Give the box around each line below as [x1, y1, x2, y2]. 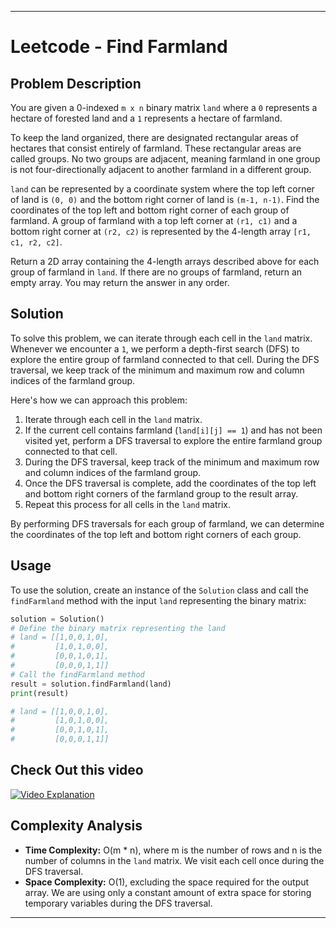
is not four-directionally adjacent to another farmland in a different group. [10, 164, 312, 175]
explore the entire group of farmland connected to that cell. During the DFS [10, 353, 320, 365]
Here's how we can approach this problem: [10, 394, 188, 406]
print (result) [10, 688, 70, 698]
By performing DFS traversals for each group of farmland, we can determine [10, 517, 325, 530]
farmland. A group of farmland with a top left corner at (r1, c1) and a [10, 215, 298, 226]
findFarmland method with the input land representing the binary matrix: [10, 594, 307, 606]
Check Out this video [10, 762, 144, 779]
